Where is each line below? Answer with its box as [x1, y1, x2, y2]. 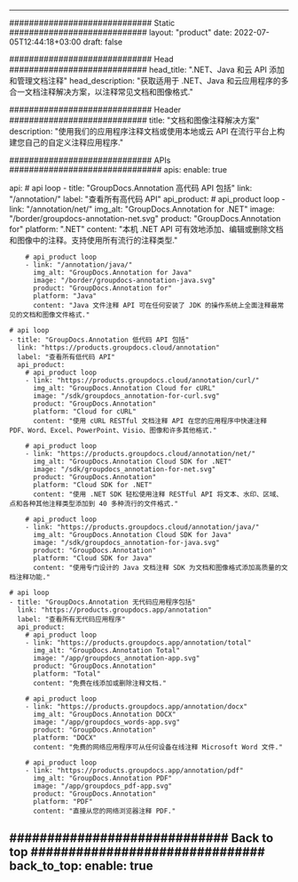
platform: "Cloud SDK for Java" [32, 554, 153, 563]
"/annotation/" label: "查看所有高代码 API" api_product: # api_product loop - [9, 194, 286, 204]
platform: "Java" [32, 292, 98, 301]
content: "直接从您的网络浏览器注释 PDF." [32, 806, 176, 815]
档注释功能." [9, 573, 51, 581]
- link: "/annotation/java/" [25, 261, 133, 269]
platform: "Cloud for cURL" [32, 407, 137, 416]
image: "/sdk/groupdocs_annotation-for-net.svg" [32, 465, 216, 474]
